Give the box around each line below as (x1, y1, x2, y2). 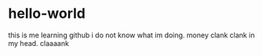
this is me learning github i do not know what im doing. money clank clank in (8, 30, 255, 40)
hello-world (8, 5, 86, 23)
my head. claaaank (8, 38, 69, 47)
